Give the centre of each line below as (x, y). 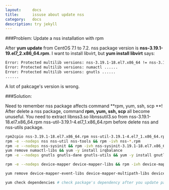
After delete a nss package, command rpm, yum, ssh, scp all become (77, 111)
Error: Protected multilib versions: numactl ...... (62, 68)
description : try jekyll (31, 24)
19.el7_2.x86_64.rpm (27, 53)
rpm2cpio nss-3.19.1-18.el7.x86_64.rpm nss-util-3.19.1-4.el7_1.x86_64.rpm (86, 137)
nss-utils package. (24, 127)
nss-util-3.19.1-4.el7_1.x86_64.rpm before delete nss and (101, 122)
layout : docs (23, 10)
